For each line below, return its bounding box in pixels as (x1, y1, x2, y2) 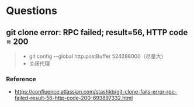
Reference (6, 75, 36, 83)
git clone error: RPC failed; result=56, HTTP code (6, 27, 188, 37)
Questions (6, 4, 57, 18)
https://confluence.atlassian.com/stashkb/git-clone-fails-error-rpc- (14, 88, 177, 95)
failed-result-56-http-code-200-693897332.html (14, 95, 133, 102)
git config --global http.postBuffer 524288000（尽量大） (29, 53, 167, 60)
